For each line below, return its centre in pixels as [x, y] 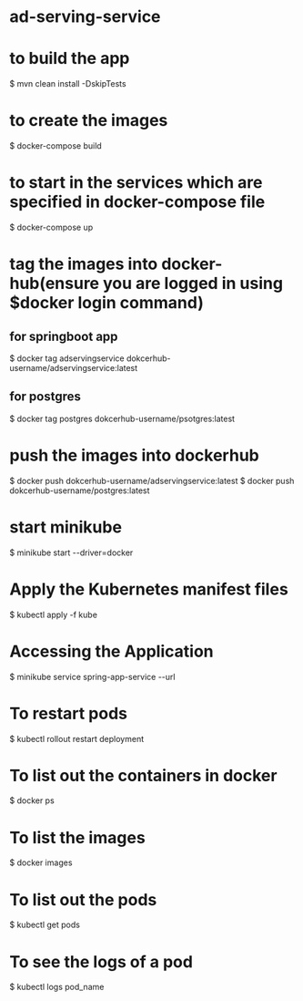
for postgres [45, 397]
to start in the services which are [136, 183]
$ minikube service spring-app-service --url [92, 676]
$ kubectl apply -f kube [54, 614]
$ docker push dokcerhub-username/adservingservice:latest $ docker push [152, 480]
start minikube [66, 527]
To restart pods [69, 713]
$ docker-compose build [56, 146]
